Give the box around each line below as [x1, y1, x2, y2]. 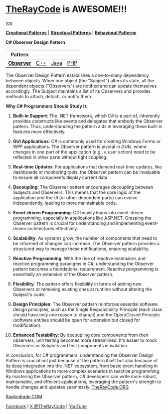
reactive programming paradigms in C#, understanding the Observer [12, 261, 154, 267]
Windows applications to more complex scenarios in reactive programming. [5, 368, 161, 374]
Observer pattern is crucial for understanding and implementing [12, 220, 144, 226]
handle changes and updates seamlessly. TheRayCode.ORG [5, 384, 129, 390]
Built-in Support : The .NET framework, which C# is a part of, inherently [12, 113, 160, 119]
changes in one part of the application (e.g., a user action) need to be [12, 148, 156, 155]
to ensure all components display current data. [12, 174, 109, 180]
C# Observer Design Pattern [5, 39, 65, 45]
